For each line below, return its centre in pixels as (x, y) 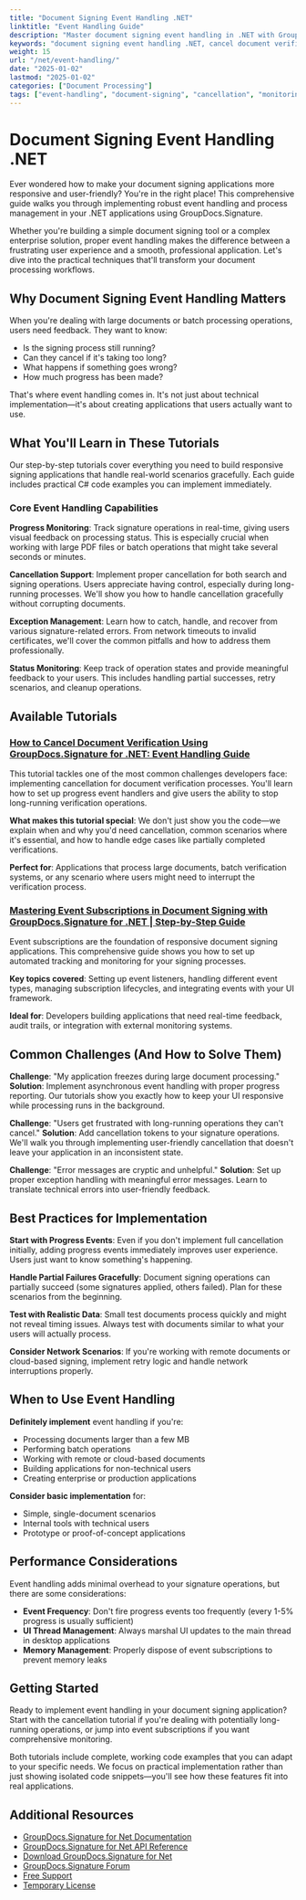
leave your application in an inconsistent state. (97, 1153)
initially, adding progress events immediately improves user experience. (144, 1250)
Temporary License (59, 1885)
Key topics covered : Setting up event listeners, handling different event (143, 979)
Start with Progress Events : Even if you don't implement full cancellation (147, 1240)
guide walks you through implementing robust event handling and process (149, 204)
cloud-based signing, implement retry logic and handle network (129, 1361)
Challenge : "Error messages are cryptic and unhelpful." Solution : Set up (145, 1170)
